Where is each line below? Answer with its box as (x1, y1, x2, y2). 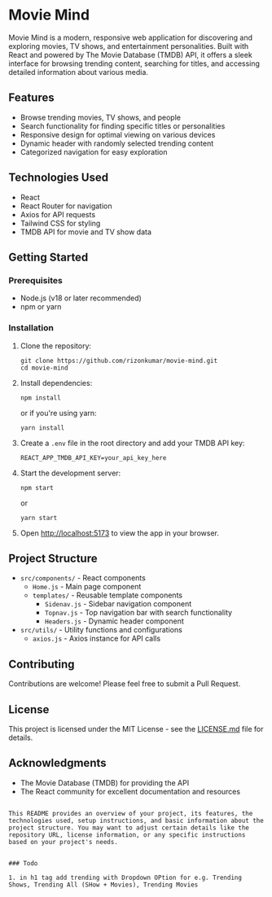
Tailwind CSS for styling (20, 218, 101, 228)
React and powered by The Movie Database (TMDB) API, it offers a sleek (8, 50, 252, 59)
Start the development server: (20, 468, 121, 478)
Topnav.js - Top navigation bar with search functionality (44, 608, 233, 618)
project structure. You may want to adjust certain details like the (8, 824, 250, 832)
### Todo (8, 859, 38, 868)
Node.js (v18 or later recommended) (20, 293, 143, 303)
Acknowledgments (8, 756, 107, 770)
